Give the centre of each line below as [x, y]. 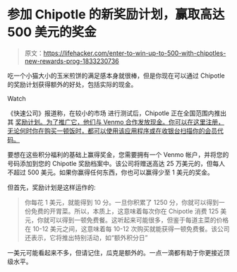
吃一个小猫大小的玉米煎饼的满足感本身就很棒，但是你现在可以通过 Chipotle [116, 76]
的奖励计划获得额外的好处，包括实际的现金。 [72, 84]
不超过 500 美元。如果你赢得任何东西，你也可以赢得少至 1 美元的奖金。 [110, 172]
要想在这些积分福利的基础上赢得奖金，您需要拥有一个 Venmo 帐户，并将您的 [118, 154]
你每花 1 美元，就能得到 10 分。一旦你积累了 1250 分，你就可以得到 [122, 202]
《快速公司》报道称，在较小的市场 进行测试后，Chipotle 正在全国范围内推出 [117, 113]
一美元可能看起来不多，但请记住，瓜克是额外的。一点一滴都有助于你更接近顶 [119, 252]
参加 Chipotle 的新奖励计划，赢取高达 [116, 14]
